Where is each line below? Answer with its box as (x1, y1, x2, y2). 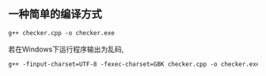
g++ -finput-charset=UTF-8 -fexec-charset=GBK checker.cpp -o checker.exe (8, 60, 260, 68)
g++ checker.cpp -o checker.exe (8, 28, 115, 37)
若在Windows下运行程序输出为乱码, (8, 44, 124, 54)
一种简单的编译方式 (8, 7, 102, 21)
